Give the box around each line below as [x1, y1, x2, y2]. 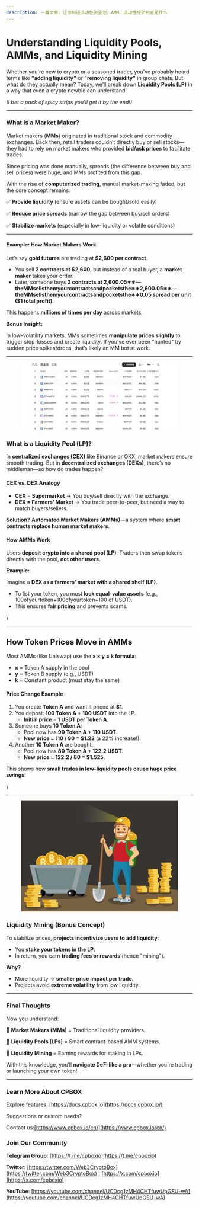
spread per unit [152, 291, 191, 299]
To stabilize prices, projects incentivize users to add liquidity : [6, 934, 159, 942]
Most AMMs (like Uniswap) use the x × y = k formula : [6, 652, 136, 660]
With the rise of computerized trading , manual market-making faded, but [6, 180, 185, 187]
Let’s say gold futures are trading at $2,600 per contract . [6, 255, 148, 262]
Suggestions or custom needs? [6, 1113, 82, 1120]
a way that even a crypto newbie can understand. [6, 87, 127, 94]
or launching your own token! [6, 1067, 78, 1074]
